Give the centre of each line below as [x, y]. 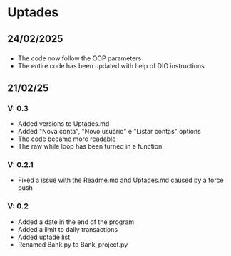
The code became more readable [67, 139]
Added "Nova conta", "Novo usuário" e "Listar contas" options [109, 132]
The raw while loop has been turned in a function [90, 146]
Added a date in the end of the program [76, 222]
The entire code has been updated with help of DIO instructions [111, 65]
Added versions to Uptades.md [63, 124]
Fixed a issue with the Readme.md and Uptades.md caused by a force [120, 180]
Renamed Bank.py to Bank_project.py [73, 244]
